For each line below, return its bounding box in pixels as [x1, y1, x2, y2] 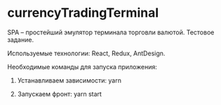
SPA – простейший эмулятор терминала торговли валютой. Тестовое [7, 28, 215, 36]
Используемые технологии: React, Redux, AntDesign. [7, 49, 166, 57]
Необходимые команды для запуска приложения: [7, 62, 158, 71]
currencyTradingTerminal [7, 5, 159, 21]
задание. [7, 35, 34, 43]
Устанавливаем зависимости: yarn [17, 76, 121, 85]
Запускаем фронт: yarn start [17, 90, 102, 98]
